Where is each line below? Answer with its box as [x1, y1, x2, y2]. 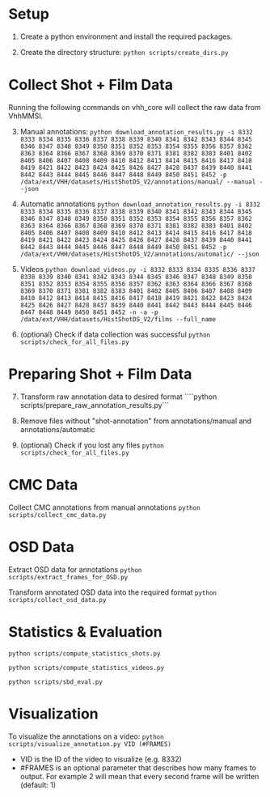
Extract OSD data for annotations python [8, 564, 142, 574]
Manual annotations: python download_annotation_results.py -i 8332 [19, 126, 253, 136]
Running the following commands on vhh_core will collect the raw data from [8, 102, 261, 112]
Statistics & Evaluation [8, 622, 163, 641]
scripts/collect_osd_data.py [8, 596, 107, 604]
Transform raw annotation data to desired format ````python [19, 392, 217, 401]
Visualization [8, 705, 99, 723]
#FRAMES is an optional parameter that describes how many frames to [19, 762, 257, 773]
